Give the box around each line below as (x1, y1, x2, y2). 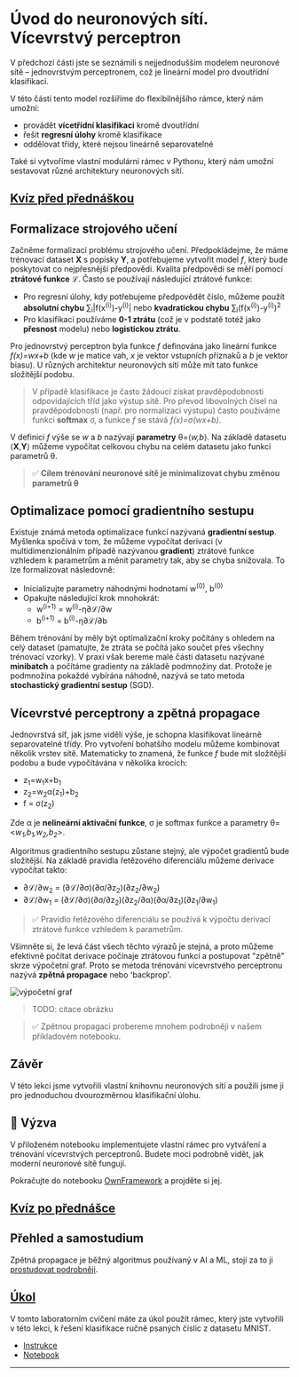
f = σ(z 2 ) (22, 797, 55, 811)
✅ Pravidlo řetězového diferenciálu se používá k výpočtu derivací (31, 914, 271, 924)
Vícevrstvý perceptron (10, 28, 181, 48)
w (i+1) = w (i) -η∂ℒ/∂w (35, 602, 113, 614)
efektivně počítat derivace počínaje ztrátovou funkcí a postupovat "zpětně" (10, 950, 285, 961)
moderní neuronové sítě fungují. (10, 1158, 127, 1168)
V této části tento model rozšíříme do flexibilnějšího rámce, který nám (10, 93, 264, 104)
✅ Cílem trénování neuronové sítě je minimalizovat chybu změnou (31, 467, 280, 479)
